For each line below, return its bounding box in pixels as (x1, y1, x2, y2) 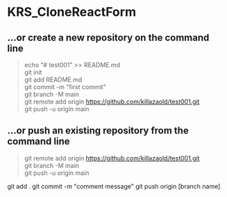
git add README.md (24, 75, 83, 84)
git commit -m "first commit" (24, 83, 106, 91)
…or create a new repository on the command (7, 32, 210, 44)
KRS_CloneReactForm (7, 4, 137, 20)
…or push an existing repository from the (7, 125, 189, 137)
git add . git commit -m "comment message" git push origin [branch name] (7, 182, 221, 190)
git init (24, 68, 42, 76)
